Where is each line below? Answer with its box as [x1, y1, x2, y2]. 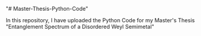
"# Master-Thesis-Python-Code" [6, 5, 88, 12]
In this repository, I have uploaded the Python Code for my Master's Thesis [6, 17, 195, 23]
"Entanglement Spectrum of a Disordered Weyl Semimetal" [6, 23, 154, 30]
